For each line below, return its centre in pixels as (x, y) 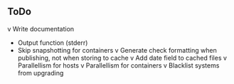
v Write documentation (41, 28)
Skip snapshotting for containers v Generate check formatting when (117, 50)
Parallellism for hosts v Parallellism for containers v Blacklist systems (118, 65)
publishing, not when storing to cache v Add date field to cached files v (122, 58)
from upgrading (41, 73)
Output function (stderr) (53, 43)
